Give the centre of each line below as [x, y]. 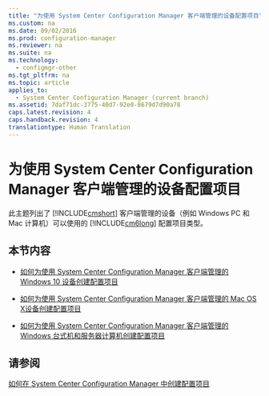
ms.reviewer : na [35, 46]
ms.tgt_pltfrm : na [39, 75]
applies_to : [28, 90]
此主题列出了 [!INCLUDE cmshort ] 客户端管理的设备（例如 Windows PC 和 [129, 213]
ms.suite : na [30, 53]
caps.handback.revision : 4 [53, 120]
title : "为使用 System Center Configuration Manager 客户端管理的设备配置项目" [135, 16]
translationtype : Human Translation [69, 127]
